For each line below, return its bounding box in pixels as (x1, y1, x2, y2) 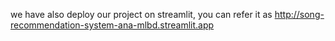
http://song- (274, 9, 325, 20)
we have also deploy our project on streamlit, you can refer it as (10, 9, 273, 20)
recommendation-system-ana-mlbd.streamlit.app (10, 19, 215, 31)
